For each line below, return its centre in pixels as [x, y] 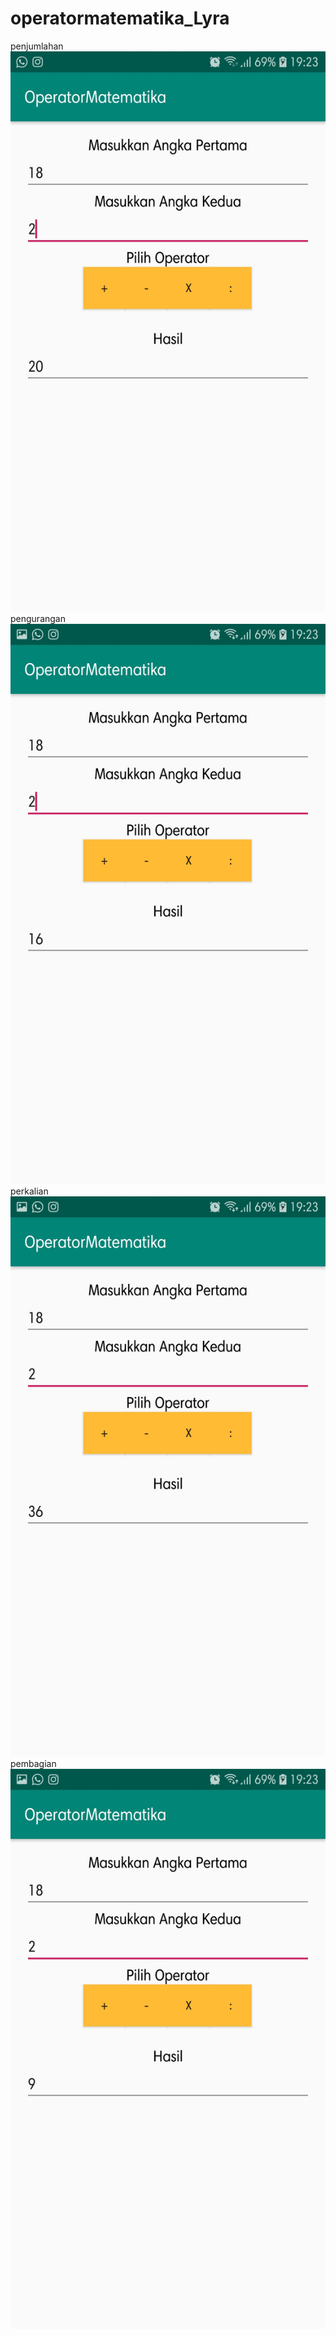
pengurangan [38, 618]
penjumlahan [37, 46]
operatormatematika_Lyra [120, 18]
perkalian [29, 1191]
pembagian [33, 1763]
